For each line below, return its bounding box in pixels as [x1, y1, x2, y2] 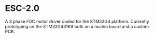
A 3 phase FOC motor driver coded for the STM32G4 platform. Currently [5, 19, 150, 24]
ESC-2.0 [5, 3, 40, 14]
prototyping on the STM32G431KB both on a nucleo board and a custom [5, 23, 149, 29]
